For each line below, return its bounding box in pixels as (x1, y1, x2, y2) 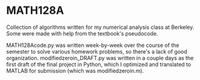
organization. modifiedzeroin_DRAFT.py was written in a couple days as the (6, 54, 194, 61)
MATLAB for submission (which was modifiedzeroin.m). (6, 67, 145, 74)
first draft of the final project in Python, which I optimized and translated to (6, 61, 192, 68)
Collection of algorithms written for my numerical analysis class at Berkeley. (6, 23, 195, 31)
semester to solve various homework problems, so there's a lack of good (6, 48, 188, 55)
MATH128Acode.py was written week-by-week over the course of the (6, 42, 180, 49)
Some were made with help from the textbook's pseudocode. (6, 29, 158, 37)
